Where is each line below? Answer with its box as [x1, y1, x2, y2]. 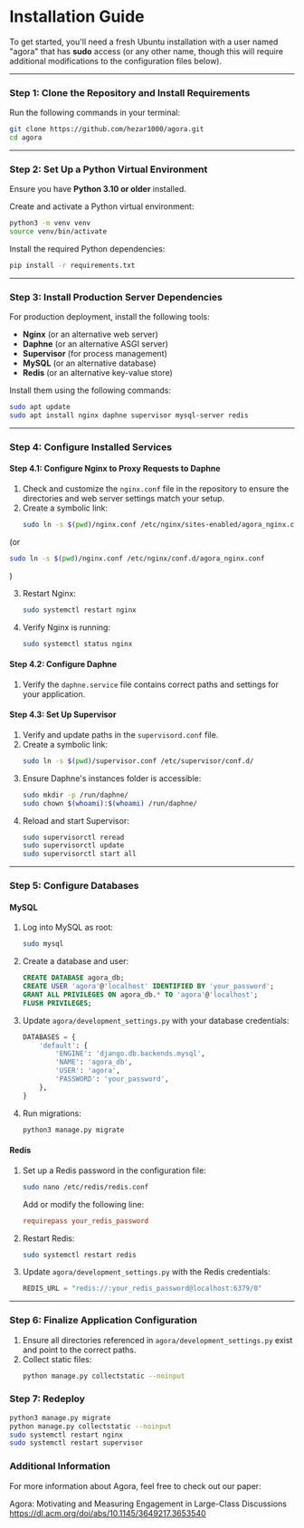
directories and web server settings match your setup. [22, 493, 225, 504]
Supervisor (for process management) [22, 349, 167, 359]
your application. [22, 688, 86, 699]
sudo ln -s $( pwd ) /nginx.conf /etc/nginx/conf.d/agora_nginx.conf [9, 554, 265, 563]
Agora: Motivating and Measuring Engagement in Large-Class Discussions [9, 1498, 288, 1509]
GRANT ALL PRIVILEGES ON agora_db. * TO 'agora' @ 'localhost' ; [22, 989, 259, 999]
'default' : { [39, 1041, 89, 1050]
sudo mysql [22, 940, 64, 949]
